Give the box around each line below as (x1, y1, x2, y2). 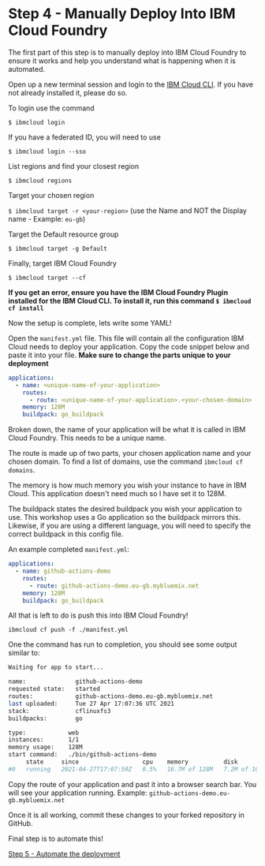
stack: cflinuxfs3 (8, 707, 111, 715)
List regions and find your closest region (8, 161, 140, 170)
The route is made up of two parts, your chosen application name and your (8, 449, 252, 458)
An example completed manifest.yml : (8, 545, 130, 554)
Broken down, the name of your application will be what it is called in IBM (8, 425, 246, 435)
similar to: (8, 648, 40, 658)
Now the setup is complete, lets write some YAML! (8, 318, 172, 327)
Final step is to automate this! (8, 834, 104, 843)
